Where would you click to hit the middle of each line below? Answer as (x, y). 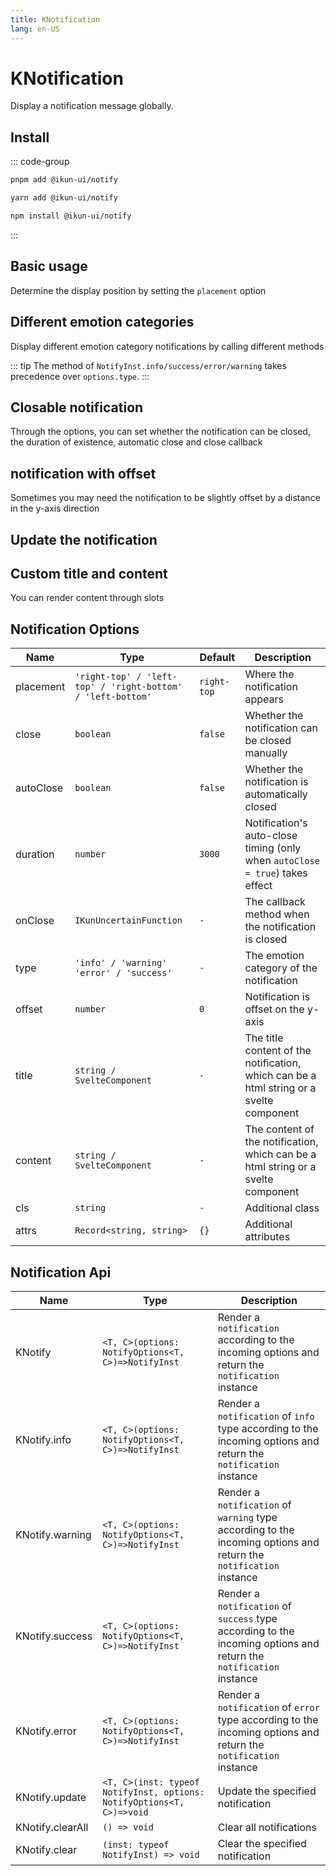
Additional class (282, 1208)
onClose (35, 921)
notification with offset (83, 473)
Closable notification (77, 407)
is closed (266, 939)
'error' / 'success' (123, 973)
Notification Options (75, 629)
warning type (247, 1517)
